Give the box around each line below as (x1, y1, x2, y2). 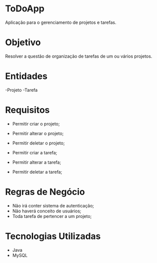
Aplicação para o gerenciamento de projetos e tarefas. (5, 19, 116, 25)
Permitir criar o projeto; (12, 121, 60, 127)
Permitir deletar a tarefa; (12, 169, 62, 175)
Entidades (5, 70, 48, 82)
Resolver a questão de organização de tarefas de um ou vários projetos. (5, 53, 153, 59)
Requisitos (5, 105, 50, 116)
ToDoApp (5, 3, 45, 14)
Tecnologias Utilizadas (5, 230, 101, 242)
